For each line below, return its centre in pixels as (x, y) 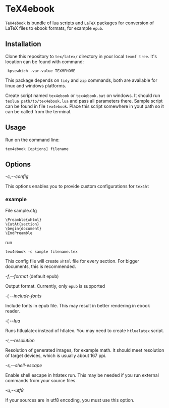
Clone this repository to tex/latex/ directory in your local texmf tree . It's (81, 56)
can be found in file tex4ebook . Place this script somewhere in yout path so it (84, 106)
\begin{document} (23, 229)
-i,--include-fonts (23, 296)
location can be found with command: (45, 62)
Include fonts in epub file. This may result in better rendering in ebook (78, 305)
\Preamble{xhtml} (23, 220)
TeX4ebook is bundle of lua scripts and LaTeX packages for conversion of (80, 23)
